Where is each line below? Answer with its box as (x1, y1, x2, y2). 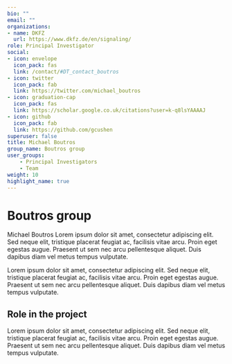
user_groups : (7, 152, 45, 159)
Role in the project (7, 308, 88, 320)
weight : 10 (7, 171, 39, 178)
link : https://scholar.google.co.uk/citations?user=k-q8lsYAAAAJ (13, 107, 206, 114)
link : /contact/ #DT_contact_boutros (13, 68, 119, 75)
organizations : (7, 23, 51, 30)
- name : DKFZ (7, 29, 45, 37)
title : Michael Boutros (7, 139, 76, 146)
